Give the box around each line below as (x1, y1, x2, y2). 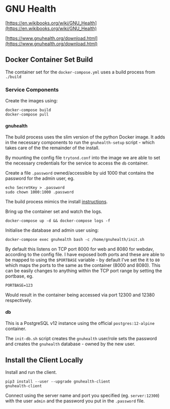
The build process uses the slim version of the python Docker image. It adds (5, 134, 165, 140)
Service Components (5, 86, 59, 93)
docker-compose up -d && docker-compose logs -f (5, 219, 110, 224)
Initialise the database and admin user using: (5, 227, 99, 233)
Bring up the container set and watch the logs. (5, 208, 103, 214)
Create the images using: (5, 98, 58, 104)
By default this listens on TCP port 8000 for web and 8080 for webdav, (5, 246, 154, 252)
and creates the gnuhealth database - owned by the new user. (5, 341, 135, 347)
